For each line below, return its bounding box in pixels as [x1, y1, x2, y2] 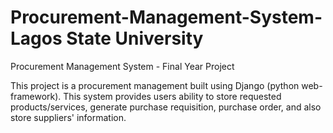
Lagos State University [10, 27, 204, 50]
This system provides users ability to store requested [63, 90, 282, 102]
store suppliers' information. [10, 111, 127, 123]
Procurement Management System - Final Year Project [10, 60, 235, 72]
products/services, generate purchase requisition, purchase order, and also [10, 101, 322, 113]
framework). [10, 90, 62, 102]
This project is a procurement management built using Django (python [10, 79, 300, 91]
